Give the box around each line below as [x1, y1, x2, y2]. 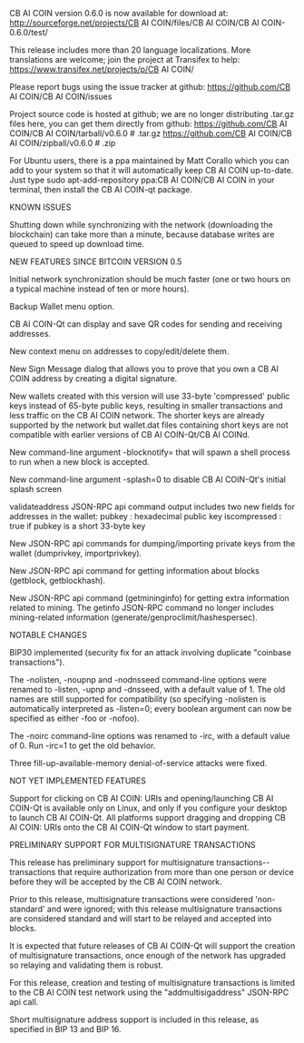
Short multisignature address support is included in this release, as [9, 1014, 260, 1025]
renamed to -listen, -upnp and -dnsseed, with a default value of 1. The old [9, 684, 286, 694]
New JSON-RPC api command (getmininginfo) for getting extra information [9, 593, 290, 603]
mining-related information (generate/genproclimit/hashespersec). [9, 612, 259, 623]
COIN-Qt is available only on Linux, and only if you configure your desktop [9, 802, 288, 813]
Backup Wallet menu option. [9, 301, 115, 311]
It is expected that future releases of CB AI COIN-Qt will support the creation [9, 940, 296, 951]
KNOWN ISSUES [9, 202, 72, 212]
